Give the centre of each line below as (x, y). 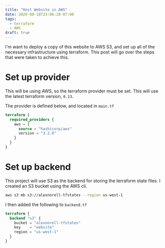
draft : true (17, 33)
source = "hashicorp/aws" (45, 129)
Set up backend (38, 167)
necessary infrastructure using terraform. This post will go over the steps (80, 52)
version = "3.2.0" (37, 133)
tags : (11, 19)
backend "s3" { (25, 218)
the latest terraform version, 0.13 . (39, 96)
